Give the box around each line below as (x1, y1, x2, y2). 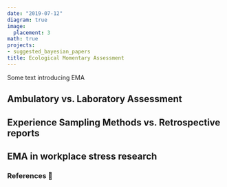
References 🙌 (7, 171, 53, 180)
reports (7, 127, 40, 139)
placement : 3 (13, 29, 51, 36)
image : (7, 23, 26, 29)
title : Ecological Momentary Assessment (7, 55, 125, 62)
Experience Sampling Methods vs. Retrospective (7, 116, 221, 128)
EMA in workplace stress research (7, 150, 158, 162)
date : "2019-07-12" (7, 10, 63, 17)
